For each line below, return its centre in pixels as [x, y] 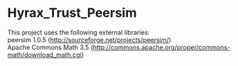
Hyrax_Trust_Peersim [72, 13]
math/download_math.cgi [44, 55]
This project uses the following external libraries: [79, 32]
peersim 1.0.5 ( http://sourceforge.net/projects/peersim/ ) [90, 39]
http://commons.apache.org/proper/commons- [162, 47]
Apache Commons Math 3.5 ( [50, 47]
